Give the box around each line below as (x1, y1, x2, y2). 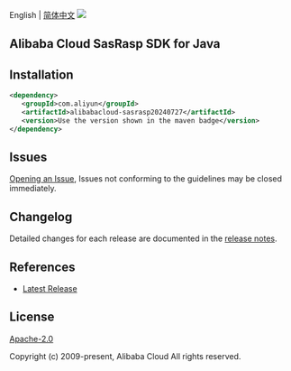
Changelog (9, 209, 73, 225)
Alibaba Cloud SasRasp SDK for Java (9, 36, 221, 51)
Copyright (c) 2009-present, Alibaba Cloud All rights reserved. (9, 350, 241, 361)
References (9, 259, 76, 274)
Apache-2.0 (9, 333, 54, 344)
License (9, 310, 55, 325)
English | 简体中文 (9, 10, 76, 20)
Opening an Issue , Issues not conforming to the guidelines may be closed (9, 173, 282, 184)
